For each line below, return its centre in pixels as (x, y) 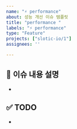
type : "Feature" (26, 33)
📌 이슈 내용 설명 (33, 75)
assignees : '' (23, 45)
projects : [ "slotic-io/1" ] (39, 39)
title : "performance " (34, 22)
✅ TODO (21, 108)
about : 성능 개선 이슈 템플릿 (37, 17)
